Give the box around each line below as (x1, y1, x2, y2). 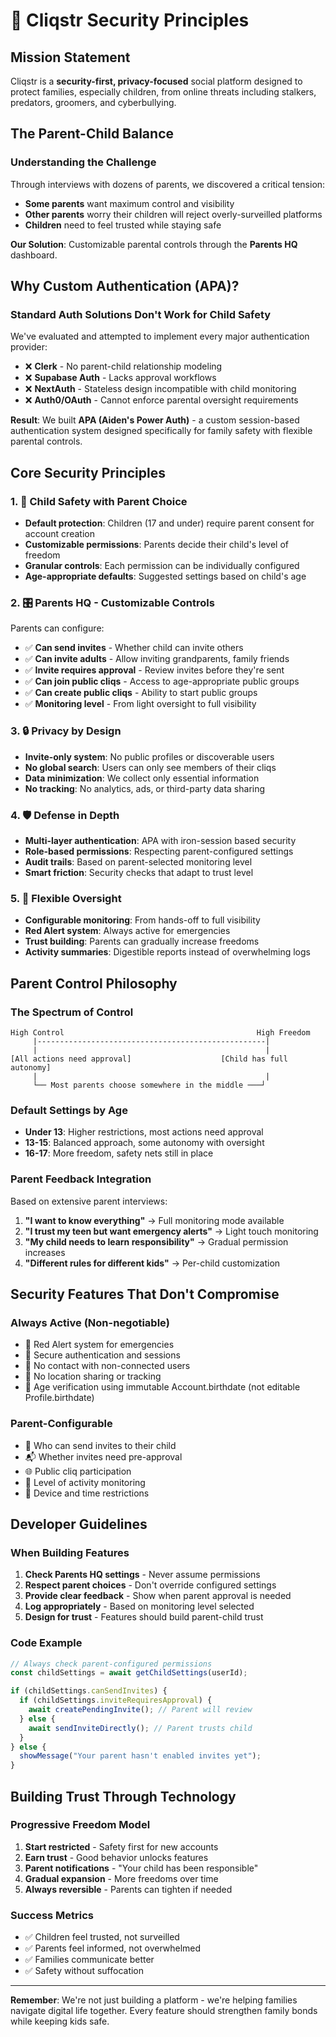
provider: (10, 341, 48, 353)
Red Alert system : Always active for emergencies (24, 925, 231, 937)
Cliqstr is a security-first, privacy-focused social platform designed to (10, 75, 303, 87)
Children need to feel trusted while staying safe (24, 219, 222, 231)
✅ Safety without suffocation (24, 1965, 145, 1977)
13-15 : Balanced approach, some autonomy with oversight (24, 1137, 265, 1149)
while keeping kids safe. (10, 2015, 110, 2028)
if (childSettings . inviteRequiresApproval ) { (19, 1695, 213, 1706)
